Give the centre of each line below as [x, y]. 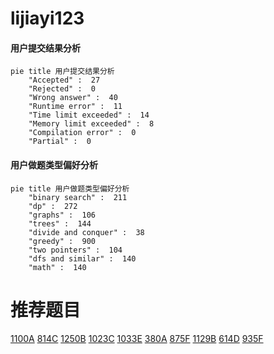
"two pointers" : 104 [75, 250]
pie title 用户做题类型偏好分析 [70, 188]
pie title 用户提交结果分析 [62, 72]
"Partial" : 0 [60, 142]
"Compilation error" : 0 [82, 133]
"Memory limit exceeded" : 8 [91, 124]
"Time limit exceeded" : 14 [89, 115]
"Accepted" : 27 [64, 80]
